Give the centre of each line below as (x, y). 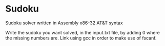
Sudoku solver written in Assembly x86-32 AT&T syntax (64, 23)
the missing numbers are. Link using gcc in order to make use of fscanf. (81, 38)
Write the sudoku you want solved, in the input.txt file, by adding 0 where (82, 32)
